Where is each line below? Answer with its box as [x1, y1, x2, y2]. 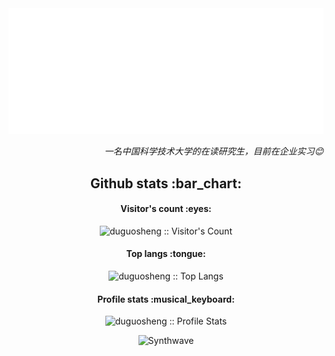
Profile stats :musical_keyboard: [97, 293, 235, 305]
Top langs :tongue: [126, 248, 206, 260]
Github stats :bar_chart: [89, 175, 243, 192]
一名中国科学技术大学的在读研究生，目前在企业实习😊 [104, 145, 324, 157]
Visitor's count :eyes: [120, 203, 212, 215]
